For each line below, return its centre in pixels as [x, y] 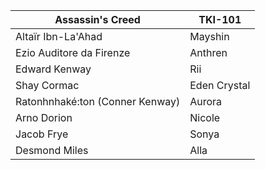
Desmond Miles [52, 150]
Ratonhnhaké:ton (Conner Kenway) [98, 101]
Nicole [205, 117]
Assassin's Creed [97, 19]
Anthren [208, 52]
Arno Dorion [44, 117]
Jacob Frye [42, 134]
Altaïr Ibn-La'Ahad [59, 36]
